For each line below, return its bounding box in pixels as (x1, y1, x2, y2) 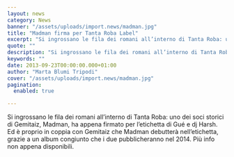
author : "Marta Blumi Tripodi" (7, 68, 98, 75)
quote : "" (7, 42, 36, 49)
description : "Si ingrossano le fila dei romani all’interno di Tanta (7, 49, 217, 56)
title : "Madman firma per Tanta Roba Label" (7, 29, 139, 37)
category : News (7, 17, 52, 24)
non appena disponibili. (7, 142, 75, 151)
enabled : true (13, 88, 54, 94)
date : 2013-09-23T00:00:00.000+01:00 (7, 62, 117, 69)
